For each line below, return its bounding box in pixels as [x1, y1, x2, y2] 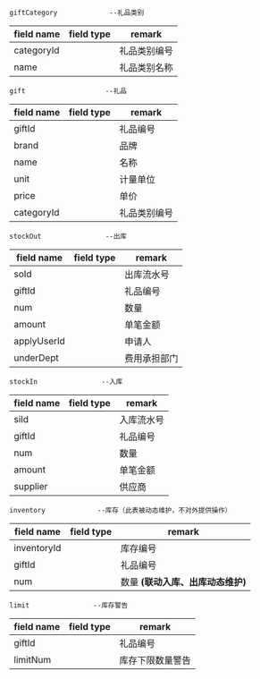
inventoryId [13, 542, 62, 554]
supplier [13, 480, 48, 492]
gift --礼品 [9, 87, 127, 96]
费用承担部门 [124, 352, 179, 364]
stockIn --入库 [9, 378, 123, 386]
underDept [13, 352, 60, 364]
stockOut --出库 [9, 232, 127, 241]
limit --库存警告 [9, 601, 129, 610]
